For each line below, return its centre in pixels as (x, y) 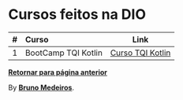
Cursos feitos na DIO (77, 15)
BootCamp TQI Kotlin (63, 53)
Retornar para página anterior (58, 72)
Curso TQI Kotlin (140, 53)
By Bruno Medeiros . (41, 87)
